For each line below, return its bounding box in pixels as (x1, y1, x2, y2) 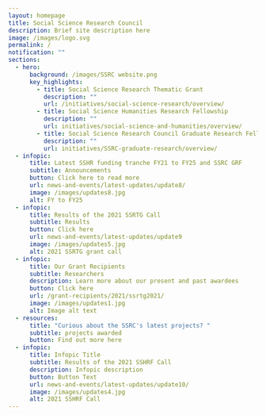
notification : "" (8, 48, 66, 56)
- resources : (15, 314, 59, 322)
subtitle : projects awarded (28, 329, 123, 337)
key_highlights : (28, 78, 83, 86)
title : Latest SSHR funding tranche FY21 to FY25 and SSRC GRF (28, 159, 243, 167)
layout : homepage (8, 11, 66, 20)
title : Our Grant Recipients (28, 263, 126, 271)
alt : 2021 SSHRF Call (28, 395, 101, 403)
